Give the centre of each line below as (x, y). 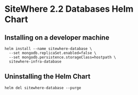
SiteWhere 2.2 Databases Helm (69, 9)
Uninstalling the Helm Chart (48, 77)
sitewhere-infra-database (35, 62)
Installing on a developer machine (57, 37)
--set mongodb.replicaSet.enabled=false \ (53, 53)
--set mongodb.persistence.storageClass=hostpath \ (63, 57)
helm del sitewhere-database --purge (43, 88)
